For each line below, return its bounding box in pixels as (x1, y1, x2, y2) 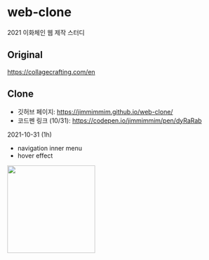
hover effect (17, 151, 53, 160)
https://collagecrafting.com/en (7, 67, 96, 76)
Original (7, 49, 43, 61)
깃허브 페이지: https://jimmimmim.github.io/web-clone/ (17, 107, 173, 116)
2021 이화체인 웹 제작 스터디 (7, 28, 86, 36)
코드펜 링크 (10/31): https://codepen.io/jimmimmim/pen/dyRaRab (17, 116, 202, 125)
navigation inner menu (17, 144, 83, 152)
